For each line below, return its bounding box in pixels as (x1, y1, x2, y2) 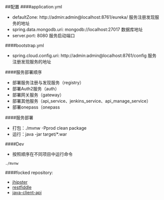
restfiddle (12, 184, 32, 190)
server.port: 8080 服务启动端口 (12, 33, 75, 38)
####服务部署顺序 (5, 69, 42, 75)
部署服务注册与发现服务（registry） (12, 80, 84, 86)
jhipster (12, 179, 28, 185)
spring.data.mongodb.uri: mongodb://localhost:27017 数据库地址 (12, 27, 143, 32)
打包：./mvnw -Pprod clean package (12, 125, 87, 131)
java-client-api (12, 190, 42, 195)
